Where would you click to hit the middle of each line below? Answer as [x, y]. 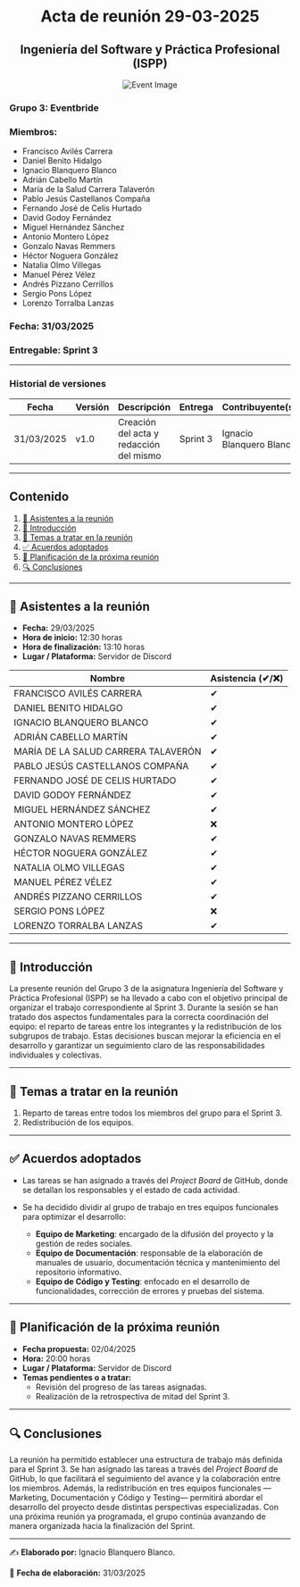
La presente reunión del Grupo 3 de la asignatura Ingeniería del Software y [146, 989]
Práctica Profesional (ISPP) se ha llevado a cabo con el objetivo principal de [149, 998]
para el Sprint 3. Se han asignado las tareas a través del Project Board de [144, 1469]
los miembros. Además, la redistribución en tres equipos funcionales [135, 1488]
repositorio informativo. [79, 1272]
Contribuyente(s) [259, 406]
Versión [92, 406]
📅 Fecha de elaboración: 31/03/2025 [77, 1573]
